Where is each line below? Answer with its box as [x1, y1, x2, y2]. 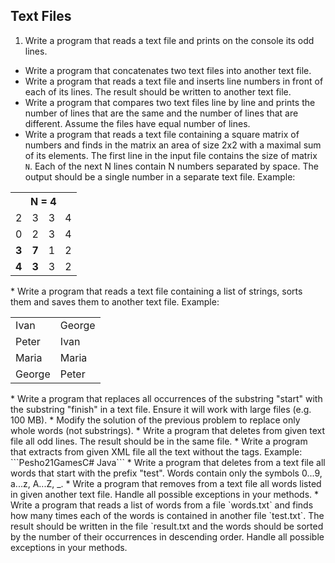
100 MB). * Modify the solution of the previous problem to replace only [10, 414, 301, 426]
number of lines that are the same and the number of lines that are [24, 107, 299, 119]
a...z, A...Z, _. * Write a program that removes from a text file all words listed [10, 477, 322, 489]
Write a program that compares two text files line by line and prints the [24, 96, 316, 108]
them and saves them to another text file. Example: [10, 295, 220, 308]
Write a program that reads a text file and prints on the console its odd [24, 34, 315, 46]
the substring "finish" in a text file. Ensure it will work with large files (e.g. [10, 403, 312, 415]
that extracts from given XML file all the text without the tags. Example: [10, 445, 303, 458]
